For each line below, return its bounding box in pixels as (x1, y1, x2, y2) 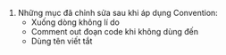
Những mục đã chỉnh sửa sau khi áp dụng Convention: (17, 8, 219, 18)
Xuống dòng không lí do (30, 17, 121, 27)
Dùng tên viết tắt (30, 35, 93, 46)
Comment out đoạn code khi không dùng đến (30, 27, 199, 36)
